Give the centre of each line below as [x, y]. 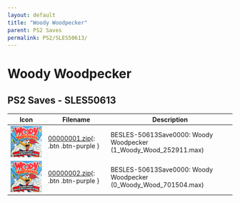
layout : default [31, 15]
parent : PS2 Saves [35, 30]
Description [170, 119]
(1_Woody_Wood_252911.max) [157, 149]
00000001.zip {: [71, 139]
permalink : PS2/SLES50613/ [47, 38]
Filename [76, 119]
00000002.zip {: [71, 173]
